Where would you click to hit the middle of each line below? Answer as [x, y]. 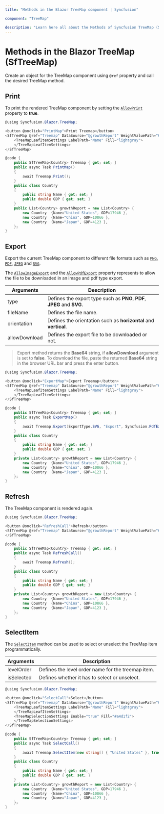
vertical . [57, 327]
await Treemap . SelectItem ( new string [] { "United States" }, [86, 752]
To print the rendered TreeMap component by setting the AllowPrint [74, 108]
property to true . [22, 113]
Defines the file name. [72, 313]
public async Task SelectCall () [47, 743]
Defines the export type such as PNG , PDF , [97, 299]
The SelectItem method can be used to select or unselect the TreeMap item [81, 644]
